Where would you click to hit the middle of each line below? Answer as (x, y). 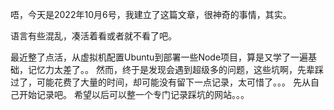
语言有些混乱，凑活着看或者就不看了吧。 (93, 36)
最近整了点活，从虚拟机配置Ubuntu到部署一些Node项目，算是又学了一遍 (159, 57)
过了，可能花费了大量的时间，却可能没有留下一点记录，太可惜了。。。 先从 (160, 82)
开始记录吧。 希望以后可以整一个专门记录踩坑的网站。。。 (134, 94)
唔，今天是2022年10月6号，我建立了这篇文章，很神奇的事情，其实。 (151, 14)
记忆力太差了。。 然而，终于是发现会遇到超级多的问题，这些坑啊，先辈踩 (175, 69)
